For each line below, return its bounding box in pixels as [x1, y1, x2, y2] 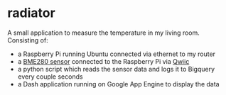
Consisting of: [7, 35, 48, 44]
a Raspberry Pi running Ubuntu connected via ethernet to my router [17, 50, 215, 58]
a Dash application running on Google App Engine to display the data [17, 79, 220, 88]
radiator [7, 5, 55, 21]
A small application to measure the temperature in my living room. [7, 28, 200, 37]
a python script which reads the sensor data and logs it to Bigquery [17, 65, 215, 73]
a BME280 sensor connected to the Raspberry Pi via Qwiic [17, 57, 190, 65]
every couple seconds [17, 72, 83, 81]
